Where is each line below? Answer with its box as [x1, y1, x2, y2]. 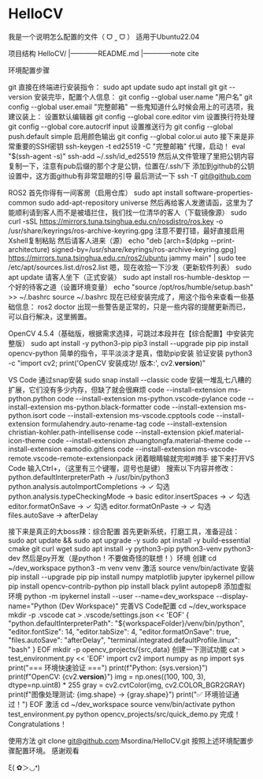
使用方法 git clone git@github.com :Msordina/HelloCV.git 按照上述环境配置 [8, 736, 247, 745]
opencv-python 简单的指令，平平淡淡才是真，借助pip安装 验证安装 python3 [8, 348, 253, 358]
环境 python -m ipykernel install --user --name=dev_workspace [8, 591, 215, 600]
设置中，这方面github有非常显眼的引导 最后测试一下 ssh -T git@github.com [8, 171, 252, 180]
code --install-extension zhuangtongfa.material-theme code [46, 435, 243, 445]
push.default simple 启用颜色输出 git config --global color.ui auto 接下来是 [8, 131, 248, 141]
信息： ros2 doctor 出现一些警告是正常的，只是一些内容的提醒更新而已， [14, 302, 250, 311]
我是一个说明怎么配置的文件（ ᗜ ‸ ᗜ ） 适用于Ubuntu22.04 [8, 32, 200, 41]
